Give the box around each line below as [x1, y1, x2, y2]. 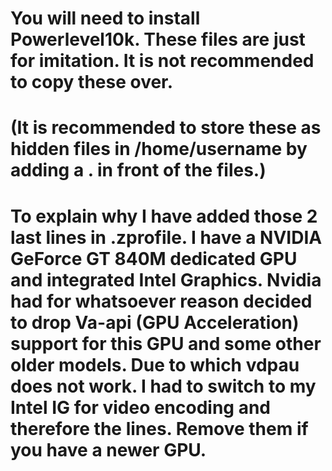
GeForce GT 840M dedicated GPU [10, 247, 298, 270]
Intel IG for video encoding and [10, 396, 272, 419]
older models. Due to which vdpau [10, 353, 300, 376]
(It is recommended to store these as [10, 117, 322, 139]
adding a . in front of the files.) [10, 159, 267, 182]
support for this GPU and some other [10, 332, 322, 355]
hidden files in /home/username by [10, 138, 308, 161]
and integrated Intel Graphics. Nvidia [10, 268, 322, 291]
